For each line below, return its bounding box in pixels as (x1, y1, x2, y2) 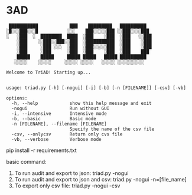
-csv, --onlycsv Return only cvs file (11, 131, 123, 137)
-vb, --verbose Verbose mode (11, 136, 102, 142)
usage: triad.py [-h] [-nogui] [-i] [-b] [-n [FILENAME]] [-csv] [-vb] (6, 85, 186, 91)
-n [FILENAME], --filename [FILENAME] (11, 121, 108, 127)
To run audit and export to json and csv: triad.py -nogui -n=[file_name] (14, 176, 187, 183)
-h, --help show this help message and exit (11, 100, 152, 106)
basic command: (6, 158, 47, 165)
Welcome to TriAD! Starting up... (6, 69, 92, 75)
